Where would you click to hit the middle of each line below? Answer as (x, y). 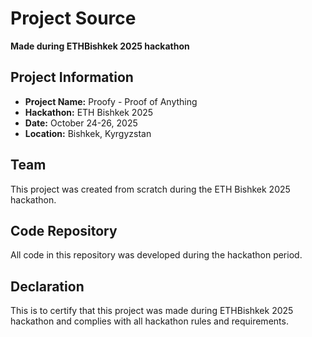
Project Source (73, 18)
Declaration (47, 286)
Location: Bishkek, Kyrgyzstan (88, 133)
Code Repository (64, 230)
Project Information (72, 77)
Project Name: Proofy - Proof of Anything (111, 101)
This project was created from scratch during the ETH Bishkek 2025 (150, 189)
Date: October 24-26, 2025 (81, 123)
